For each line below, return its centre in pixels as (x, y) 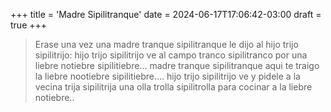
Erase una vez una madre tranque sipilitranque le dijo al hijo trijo (166, 44)
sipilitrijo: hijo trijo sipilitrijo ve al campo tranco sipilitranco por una (171, 55)
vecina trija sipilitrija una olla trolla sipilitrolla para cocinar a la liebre (173, 87)
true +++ (29, 25)
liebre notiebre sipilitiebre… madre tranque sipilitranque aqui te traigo (177, 65)
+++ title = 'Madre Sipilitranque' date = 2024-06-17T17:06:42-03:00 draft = (166, 14)
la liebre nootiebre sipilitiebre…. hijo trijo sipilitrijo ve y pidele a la (167, 76)
